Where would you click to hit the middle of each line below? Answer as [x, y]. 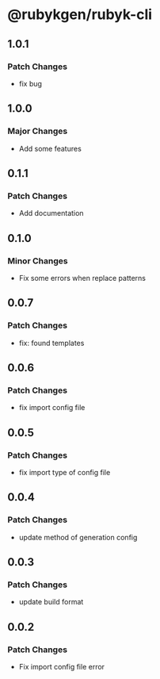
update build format [51, 602]
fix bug [30, 83]
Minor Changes [38, 261]
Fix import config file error [61, 667]
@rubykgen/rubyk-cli [80, 15]
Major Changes [38, 131]
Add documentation [51, 213]
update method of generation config [78, 537]
